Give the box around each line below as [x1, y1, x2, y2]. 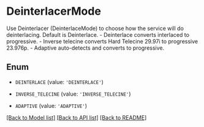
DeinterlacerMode [6, 4, 101, 18]
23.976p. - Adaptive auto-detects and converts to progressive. [6, 44, 165, 52]
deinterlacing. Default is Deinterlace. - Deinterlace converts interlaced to [6, 31, 190, 38]
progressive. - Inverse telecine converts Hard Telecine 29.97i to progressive [6, 37, 198, 45]
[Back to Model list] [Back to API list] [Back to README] [6, 114, 147, 121]
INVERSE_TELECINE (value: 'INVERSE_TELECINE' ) [15, 90, 131, 98]
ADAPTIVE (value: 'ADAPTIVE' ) [15, 102, 88, 109]
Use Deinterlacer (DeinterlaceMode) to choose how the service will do [6, 25, 184, 32]
